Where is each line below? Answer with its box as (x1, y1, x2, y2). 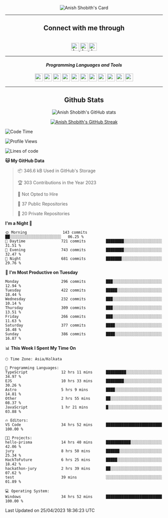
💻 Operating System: (5, 488, 50, 493)
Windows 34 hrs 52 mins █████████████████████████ (5, 494, 162, 499)
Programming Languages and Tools (45, 62, 122, 68)
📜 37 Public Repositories (17, 201, 68, 207)
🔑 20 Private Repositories (17, 210, 70, 216)
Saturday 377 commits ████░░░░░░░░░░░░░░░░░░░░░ (5, 323, 162, 328)
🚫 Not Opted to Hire (17, 191, 58, 197)
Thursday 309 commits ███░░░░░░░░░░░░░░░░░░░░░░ (5, 305, 162, 310)
